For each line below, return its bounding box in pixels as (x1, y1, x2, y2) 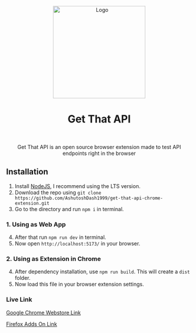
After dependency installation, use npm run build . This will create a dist (14, 268, 190, 275)
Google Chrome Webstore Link (6, 309, 81, 316)
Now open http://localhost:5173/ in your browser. (14, 240, 141, 247)
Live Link (6, 296, 32, 304)
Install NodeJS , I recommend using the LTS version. (14, 182, 141, 189)
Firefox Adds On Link (6, 320, 57, 328)
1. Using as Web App (6, 220, 66, 228)
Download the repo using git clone (14, 189, 102, 196)
